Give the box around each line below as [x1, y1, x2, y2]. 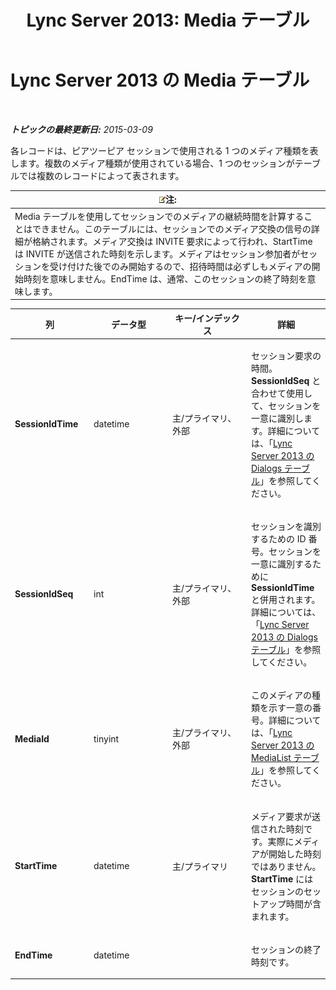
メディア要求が [251, 810, 313, 822]
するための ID [251, 533, 307, 545]
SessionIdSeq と [251, 374, 322, 386]
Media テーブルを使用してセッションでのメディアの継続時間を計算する [14, 210, 305, 222]
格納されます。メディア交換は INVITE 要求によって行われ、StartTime [31, 235, 313, 247]
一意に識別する [251, 558, 313, 570]
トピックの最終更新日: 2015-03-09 [10, 123, 153, 135]
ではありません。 [251, 860, 322, 872]
